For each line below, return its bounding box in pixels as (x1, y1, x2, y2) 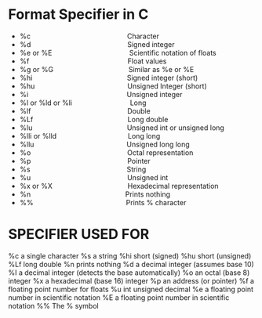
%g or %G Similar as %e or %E (19, 64, 195, 74)
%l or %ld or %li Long (19, 98, 147, 107)
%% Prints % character (19, 197, 187, 207)
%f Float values (19, 56, 167, 66)
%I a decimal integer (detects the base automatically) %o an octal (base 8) (8, 268, 250, 277)
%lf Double (19, 106, 151, 115)
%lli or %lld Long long (19, 131, 161, 140)
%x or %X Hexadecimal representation (19, 181, 219, 190)
